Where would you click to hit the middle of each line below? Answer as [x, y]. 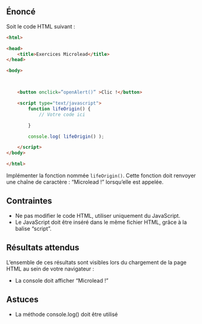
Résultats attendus [43, 248]
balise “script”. [33, 228]
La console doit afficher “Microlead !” [62, 280]
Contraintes [29, 201]
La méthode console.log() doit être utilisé [66, 314]
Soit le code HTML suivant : [41, 26]
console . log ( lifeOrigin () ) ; [66, 137]
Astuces [22, 299]
